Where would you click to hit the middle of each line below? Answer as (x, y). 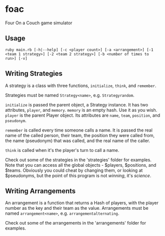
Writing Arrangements (40, 191)
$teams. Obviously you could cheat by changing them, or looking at (74, 170)
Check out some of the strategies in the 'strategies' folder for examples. (78, 160)
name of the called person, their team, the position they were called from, (80, 135)
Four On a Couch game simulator (39, 23)
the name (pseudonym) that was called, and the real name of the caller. (78, 141)
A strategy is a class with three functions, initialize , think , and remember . (81, 86)
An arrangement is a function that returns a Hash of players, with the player (82, 203)
